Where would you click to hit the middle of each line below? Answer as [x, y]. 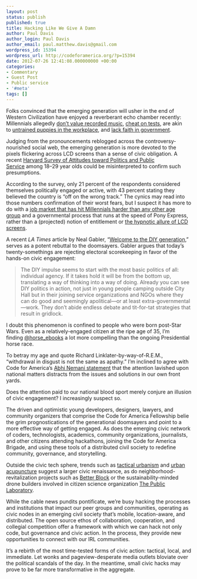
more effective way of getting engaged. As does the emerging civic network [98, 428]
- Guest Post [22, 77]
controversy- [161, 141]
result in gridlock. [41, 313]
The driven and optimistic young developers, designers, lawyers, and [90, 409]
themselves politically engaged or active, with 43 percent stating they [91, 190]
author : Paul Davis [30, 34]
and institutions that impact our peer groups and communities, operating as [97, 508]
